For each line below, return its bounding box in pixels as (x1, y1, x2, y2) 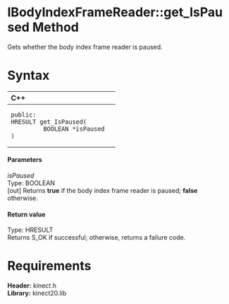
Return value (7, 210, 46, 218)
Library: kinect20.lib (7, 289, 67, 298)
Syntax (7, 68, 50, 83)
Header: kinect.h (7, 281, 56, 290)
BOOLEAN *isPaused (43, 124, 105, 133)
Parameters (7, 156, 42, 164)
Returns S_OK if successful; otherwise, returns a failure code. (7, 233, 186, 242)
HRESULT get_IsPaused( (11, 117, 87, 126)
